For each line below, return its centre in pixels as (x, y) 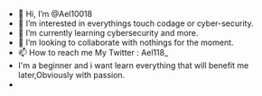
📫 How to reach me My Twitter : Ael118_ (93, 52)
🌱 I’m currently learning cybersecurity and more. (108, 33)
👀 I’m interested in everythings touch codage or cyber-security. (136, 23)
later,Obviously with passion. (71, 75)
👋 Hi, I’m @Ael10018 (55, 14)
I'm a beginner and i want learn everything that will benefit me (133, 65)
